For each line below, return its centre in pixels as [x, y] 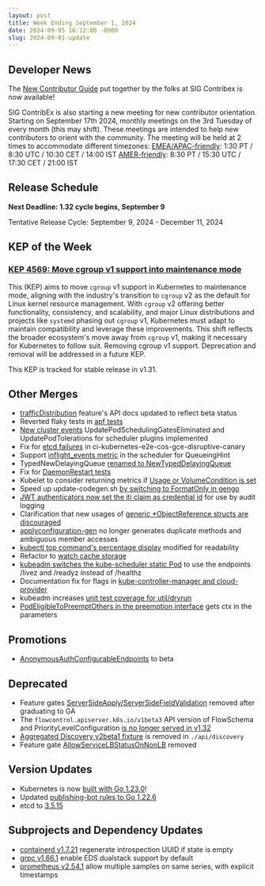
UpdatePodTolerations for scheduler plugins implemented [114, 438]
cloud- [227, 581]
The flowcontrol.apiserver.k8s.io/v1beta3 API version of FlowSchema [136, 719]
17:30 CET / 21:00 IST [43, 163]
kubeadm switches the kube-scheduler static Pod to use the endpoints [135, 564]
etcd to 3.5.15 [41, 805]
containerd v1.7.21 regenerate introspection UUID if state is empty [126, 849]
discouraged [40, 522]
